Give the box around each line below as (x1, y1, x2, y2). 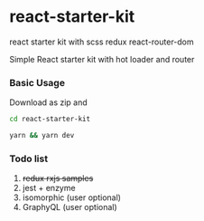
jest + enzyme (22, 183, 76, 194)
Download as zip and (9, 97, 88, 108)
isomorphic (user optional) (22, 192, 122, 203)
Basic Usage (9, 76, 66, 89)
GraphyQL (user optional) (22, 202, 117, 213)
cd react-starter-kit (9, 115, 91, 124)
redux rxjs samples (22, 173, 94, 184)
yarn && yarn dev (9, 131, 75, 140)
